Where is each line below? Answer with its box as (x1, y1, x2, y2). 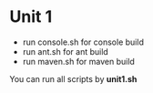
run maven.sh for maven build (22, 56, 135, 67)
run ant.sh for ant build (22, 46, 109, 57)
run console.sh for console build (22, 36, 144, 47)
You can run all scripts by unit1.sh (9, 73, 138, 84)
